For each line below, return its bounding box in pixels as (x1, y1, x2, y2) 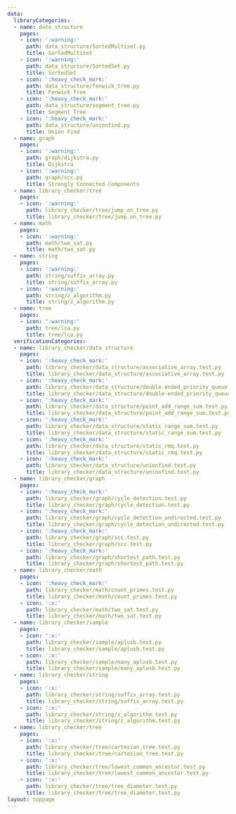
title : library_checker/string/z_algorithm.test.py (25, 718, 181, 725)
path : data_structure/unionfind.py (25, 121, 131, 129)
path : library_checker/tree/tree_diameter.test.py (25, 783, 178, 790)
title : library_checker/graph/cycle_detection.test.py (25, 501, 190, 508)
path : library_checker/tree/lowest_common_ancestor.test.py (25, 763, 206, 770)
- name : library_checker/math (13, 567, 102, 574)
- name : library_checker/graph (13, 475, 105, 482)
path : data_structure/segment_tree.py (25, 102, 140, 109)
